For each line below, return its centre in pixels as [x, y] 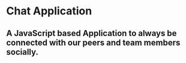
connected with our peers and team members [93, 42]
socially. [22, 52]
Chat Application [49, 11]
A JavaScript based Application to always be [91, 33]
